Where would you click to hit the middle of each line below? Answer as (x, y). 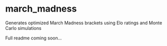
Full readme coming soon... (34, 38)
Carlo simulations (23, 28)
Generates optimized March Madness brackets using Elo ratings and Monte (84, 23)
